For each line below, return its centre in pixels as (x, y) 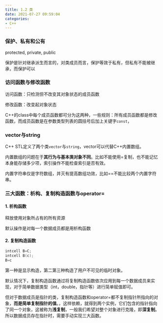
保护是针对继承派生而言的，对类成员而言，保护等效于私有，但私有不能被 (78, 62)
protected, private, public (31, 52)
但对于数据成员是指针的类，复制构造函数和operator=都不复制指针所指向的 (80, 298)
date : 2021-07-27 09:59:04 (33, 14)
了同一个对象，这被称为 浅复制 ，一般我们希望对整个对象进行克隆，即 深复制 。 (82, 310)
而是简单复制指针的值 (35, 303)
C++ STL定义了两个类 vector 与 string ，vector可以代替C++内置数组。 (75, 147)
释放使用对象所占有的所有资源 (35, 218)
